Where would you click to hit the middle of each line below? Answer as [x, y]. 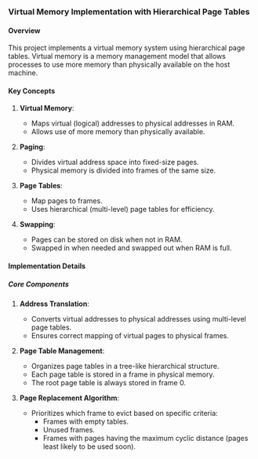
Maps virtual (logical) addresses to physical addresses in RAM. [133, 123]
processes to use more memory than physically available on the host [119, 64]
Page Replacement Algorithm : [69, 398]
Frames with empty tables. [86, 421]
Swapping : [38, 224]
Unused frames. [69, 429]
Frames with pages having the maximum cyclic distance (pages [145, 438]
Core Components [38, 284]
